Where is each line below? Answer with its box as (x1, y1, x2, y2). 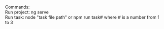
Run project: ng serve (5, 9, 49, 15)
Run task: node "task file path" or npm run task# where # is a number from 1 (5, 14, 160, 20)
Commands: (5, 4, 30, 10)
